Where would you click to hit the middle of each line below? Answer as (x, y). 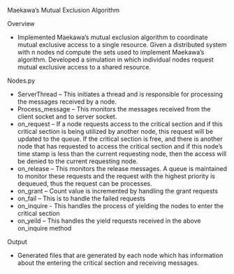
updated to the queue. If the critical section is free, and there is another (120, 139)
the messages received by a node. (67, 102)
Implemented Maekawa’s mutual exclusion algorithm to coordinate (112, 37)
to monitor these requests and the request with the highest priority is (116, 176)
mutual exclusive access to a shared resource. (84, 67)
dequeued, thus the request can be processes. (85, 184)
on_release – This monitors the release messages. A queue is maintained (122, 169)
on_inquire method (44, 228)
